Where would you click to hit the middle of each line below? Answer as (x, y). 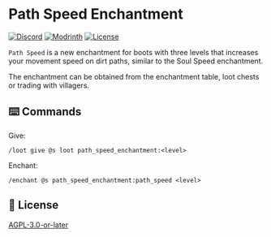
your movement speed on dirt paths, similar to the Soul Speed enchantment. (136, 61)
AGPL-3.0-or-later (39, 225)
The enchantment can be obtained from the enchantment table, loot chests (134, 76)
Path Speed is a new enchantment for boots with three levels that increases (133, 52)
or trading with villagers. (49, 85)
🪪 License (34, 205)
